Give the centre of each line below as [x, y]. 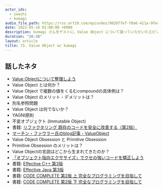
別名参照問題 [25, 103]
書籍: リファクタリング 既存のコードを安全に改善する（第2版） [74, 127]
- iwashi [18, 14]
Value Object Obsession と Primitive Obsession [59, 140]
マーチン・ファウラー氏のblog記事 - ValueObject [61, 133]
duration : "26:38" [24, 37]
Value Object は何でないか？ [40, 109]
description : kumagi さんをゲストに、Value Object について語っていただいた [77, 32]
